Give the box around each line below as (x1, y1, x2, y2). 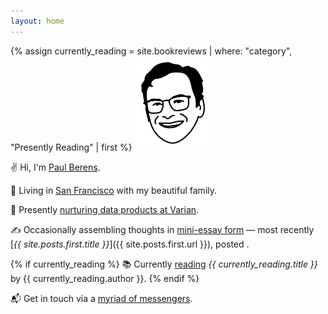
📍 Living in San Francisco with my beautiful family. (10, 184, 218, 196)
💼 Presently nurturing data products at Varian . (10, 203, 200, 215)
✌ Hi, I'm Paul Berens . (10, 161, 101, 173)
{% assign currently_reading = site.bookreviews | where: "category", (10, 45, 293, 57)
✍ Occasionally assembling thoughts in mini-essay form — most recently (10, 223, 315, 235)
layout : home (10, 16, 65, 26)
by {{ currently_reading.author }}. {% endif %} (10, 272, 200, 284)
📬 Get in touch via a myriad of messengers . (10, 292, 193, 304)
